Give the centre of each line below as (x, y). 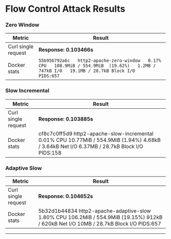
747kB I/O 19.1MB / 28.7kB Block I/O (87, 71)
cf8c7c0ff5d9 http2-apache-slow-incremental (96, 133)
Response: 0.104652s (65, 196)
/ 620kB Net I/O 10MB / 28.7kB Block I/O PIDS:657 (99, 224)
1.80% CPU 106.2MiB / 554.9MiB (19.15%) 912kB (100, 218)
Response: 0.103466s (66, 50)
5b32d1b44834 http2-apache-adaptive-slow (94, 211)
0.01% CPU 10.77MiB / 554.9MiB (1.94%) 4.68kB (100, 140)
